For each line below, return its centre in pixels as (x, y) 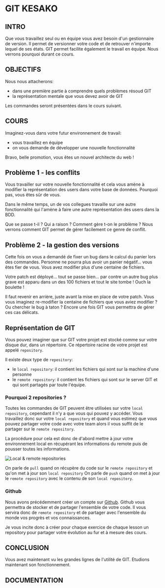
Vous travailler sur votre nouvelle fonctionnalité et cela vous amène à (75, 184)
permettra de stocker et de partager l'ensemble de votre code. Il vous (76, 507)
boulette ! (15, 287)
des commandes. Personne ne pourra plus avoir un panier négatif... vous (79, 262)
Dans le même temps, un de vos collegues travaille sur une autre (70, 204)
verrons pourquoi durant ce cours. (40, 54)
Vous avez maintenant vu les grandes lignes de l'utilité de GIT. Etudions (77, 560)
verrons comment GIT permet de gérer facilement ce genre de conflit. (76, 229)
